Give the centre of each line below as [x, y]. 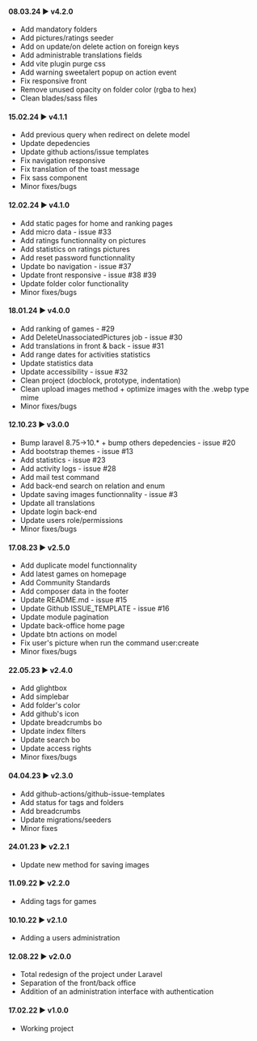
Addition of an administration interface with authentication [117, 992]
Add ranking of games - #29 [67, 328]
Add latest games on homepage [73, 574]
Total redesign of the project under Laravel [91, 975]
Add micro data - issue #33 [65, 232]
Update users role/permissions [72, 520]
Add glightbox [43, 688]
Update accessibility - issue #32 [74, 371]
